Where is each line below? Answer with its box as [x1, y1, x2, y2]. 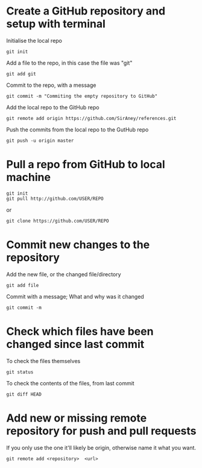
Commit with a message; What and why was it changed [6, 292, 145, 300]
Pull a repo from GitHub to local [6, 158, 166, 171]
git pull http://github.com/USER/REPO [6, 195, 104, 201]
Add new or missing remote [6, 411, 147, 425]
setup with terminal [6, 17, 106, 31]
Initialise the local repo [6, 37, 62, 44]
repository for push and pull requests [6, 424, 197, 438]
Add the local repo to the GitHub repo [6, 104, 99, 111]
